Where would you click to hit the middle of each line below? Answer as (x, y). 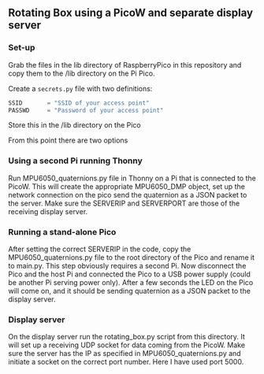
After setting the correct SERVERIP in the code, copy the (100, 249)
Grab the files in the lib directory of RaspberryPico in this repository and (125, 65)
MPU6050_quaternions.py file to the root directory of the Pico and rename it (131, 257)
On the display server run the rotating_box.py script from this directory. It (127, 337)
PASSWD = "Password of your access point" (86, 110)
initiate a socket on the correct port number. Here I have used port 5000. (126, 362)
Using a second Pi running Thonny (76, 161)
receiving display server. (48, 211)
